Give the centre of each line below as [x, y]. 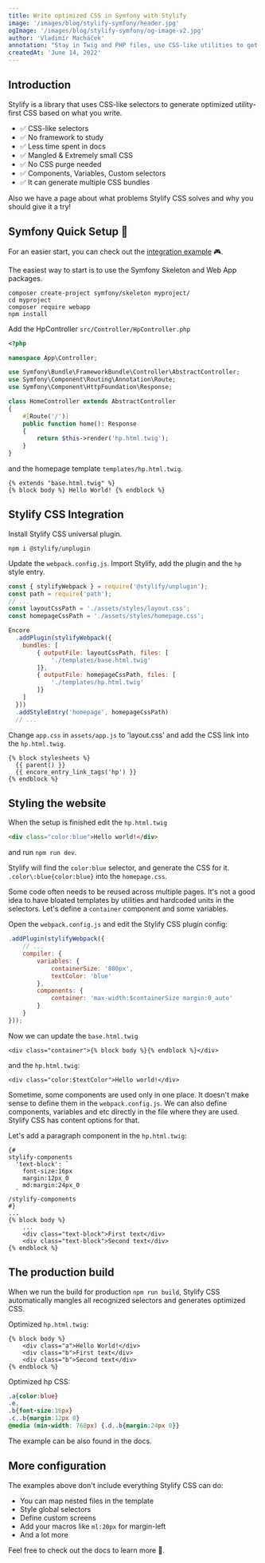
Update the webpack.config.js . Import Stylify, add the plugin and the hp [125, 563]
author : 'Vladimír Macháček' [57, 38]
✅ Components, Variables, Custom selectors [93, 173]
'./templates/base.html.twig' [101, 660]
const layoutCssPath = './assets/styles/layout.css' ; [99, 609]
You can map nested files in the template [86, 1501]
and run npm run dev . [43, 853]
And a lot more [44, 1534]
